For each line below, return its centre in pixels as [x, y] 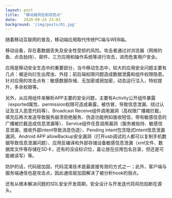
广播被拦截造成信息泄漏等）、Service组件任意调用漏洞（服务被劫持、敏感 [82, 124]
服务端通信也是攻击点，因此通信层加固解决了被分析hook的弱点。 [73, 173]
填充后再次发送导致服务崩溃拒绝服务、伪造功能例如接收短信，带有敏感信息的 [86, 117]
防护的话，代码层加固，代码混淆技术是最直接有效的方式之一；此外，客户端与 [86, 167]
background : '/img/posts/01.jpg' [41, 24]
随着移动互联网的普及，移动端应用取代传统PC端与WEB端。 [67, 39]
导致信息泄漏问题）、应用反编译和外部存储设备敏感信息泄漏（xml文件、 [84, 143]
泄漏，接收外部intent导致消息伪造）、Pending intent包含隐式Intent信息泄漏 [87, 130]
